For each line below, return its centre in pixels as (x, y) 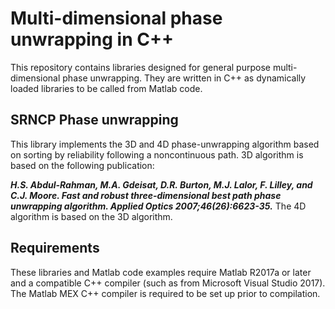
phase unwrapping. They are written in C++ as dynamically (184, 78)
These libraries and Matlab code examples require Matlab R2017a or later (161, 272)
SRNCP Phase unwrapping (94, 120)
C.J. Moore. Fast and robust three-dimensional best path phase (146, 195)
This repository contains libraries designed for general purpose (140, 67)
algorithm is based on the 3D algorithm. (91, 216)
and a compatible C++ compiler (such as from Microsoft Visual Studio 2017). (168, 283)
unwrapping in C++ (92, 39)
